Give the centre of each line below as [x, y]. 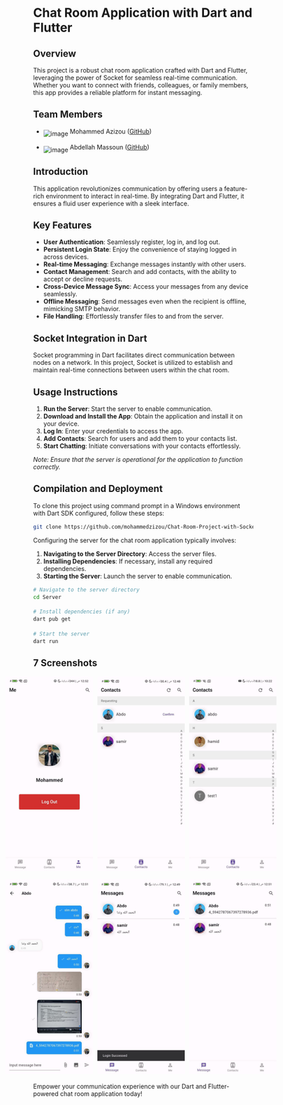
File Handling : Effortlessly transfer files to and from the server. [133, 317]
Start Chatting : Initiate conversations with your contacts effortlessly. [142, 446]
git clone [48, 527]
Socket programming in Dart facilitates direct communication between [134, 355]
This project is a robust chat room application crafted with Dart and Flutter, [140, 70]
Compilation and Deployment [98, 489]
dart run [46, 641]
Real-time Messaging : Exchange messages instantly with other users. [144, 264]
